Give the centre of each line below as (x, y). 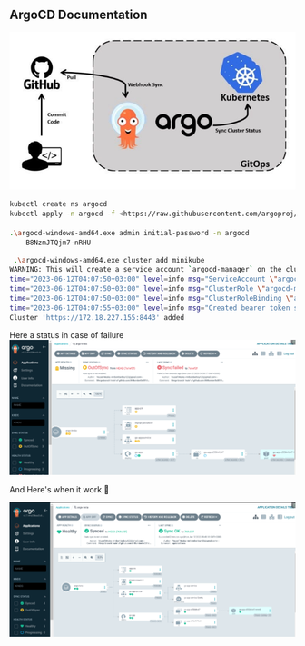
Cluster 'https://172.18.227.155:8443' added (97, 317)
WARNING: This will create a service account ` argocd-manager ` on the (146, 270)
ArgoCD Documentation (79, 15)
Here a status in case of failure (67, 334)
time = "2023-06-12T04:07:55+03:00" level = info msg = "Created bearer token (150, 308)
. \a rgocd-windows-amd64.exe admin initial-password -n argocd (129, 233)
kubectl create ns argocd (58, 204)
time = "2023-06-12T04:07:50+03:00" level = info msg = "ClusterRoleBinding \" (152, 299)
